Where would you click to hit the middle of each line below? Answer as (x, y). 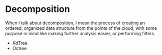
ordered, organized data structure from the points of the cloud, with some (81, 28)
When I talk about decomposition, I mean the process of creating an (75, 23)
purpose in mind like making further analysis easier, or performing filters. (80, 33)
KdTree (20, 43)
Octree (19, 48)
